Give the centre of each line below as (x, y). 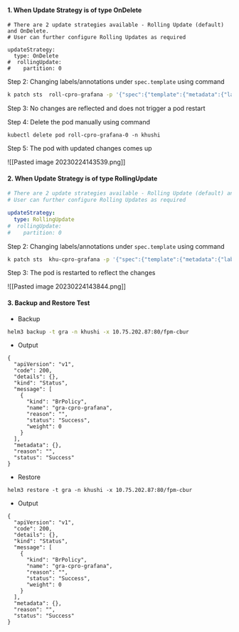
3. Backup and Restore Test (49, 303)
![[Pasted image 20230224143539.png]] (67, 162)
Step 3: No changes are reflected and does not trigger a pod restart (106, 108)
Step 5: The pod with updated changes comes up (80, 149)
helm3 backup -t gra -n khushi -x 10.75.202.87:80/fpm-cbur (99, 332)
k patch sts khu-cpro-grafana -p (59, 259)
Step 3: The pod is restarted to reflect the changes (81, 273)
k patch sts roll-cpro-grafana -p (60, 95)
